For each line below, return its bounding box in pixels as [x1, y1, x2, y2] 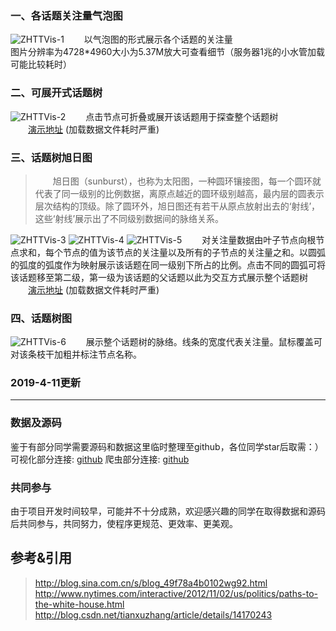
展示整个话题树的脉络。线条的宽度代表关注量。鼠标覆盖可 [85, 336, 323, 348]
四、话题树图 [10, 311, 73, 325]
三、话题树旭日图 [10, 150, 93, 164]
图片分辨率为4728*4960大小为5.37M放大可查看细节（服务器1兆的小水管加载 [10, 46, 325, 58]
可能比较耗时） [10, 58, 72, 71]
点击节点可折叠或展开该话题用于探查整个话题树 [85, 110, 279, 122]
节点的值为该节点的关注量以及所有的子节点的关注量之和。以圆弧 [62, 246, 326, 258]
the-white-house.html [34, 598, 125, 610]
